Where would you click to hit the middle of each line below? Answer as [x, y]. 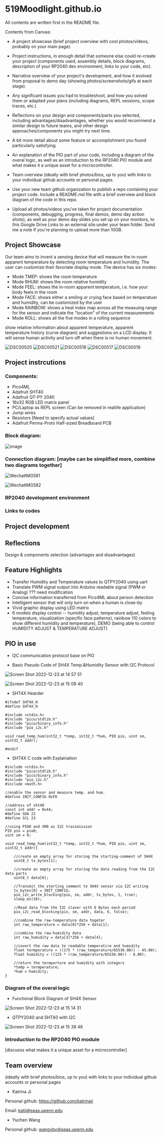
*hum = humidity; [31, 971]
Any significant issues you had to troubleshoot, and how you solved [80, 95]
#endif [12, 749]
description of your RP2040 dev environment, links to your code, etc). [82, 66]
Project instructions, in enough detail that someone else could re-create [84, 56]
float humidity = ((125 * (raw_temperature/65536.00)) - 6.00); [80, 954]
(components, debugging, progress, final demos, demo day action [78, 214]
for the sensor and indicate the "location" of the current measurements [83, 313]
